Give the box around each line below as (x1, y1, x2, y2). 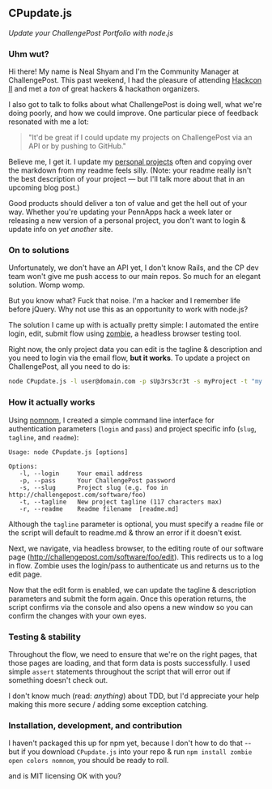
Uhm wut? (8, 48, 50, 59)
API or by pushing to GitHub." (28, 141, 127, 151)
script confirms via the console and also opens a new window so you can (8, 602, 253, 611)
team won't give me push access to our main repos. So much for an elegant (8, 272, 261, 281)
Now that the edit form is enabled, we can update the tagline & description (8, 585, 257, 594)
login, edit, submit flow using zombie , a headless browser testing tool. (8, 328, 241, 339)
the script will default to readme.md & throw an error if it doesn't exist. (8, 527, 243, 538)
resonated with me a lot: (8, 117, 89, 126)
